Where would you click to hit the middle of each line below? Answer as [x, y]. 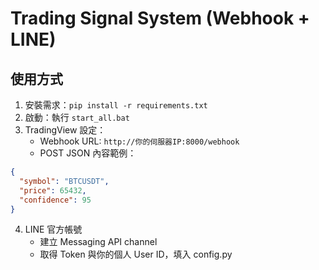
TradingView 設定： [65, 130]
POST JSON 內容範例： [88, 153]
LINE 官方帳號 [53, 229]
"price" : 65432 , [53, 190]
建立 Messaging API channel [98, 242]
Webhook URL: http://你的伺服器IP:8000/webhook [139, 141]
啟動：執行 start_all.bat [77, 117]
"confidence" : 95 [55, 200]
